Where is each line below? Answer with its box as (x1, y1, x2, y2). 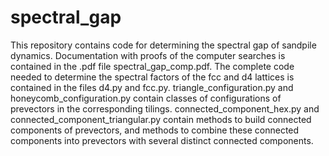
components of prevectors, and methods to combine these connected (10, 124, 300, 136)
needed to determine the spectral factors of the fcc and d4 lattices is (10, 71, 295, 83)
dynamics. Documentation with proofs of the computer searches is (10, 49, 286, 61)
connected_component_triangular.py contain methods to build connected (10, 113, 312, 125)
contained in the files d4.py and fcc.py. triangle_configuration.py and (10, 81, 294, 93)
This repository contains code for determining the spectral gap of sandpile (10, 39, 317, 51)
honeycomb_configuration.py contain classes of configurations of (10, 92, 282, 104)
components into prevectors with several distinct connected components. (10, 134, 314, 146)
